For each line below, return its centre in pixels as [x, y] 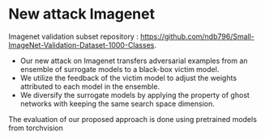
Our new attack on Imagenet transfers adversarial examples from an [134, 61]
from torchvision [36, 128]
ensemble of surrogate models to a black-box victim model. [120, 69]
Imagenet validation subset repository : [74, 36]
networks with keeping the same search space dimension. [117, 103]
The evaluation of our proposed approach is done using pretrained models [133, 119]
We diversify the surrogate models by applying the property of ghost [135, 95]
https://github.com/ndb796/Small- [198, 36]
